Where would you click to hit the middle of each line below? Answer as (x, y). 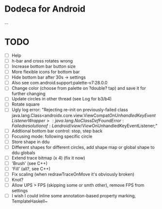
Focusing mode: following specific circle (52, 136)
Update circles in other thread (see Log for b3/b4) (62, 99)
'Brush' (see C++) (30, 163)
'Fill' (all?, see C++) (31, 169)
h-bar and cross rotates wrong (42, 61)
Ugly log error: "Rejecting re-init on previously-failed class (70, 110)
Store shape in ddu (30, 142)
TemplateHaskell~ (30, 201)
